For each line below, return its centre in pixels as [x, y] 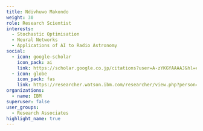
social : [16, 51]
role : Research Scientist [39, 23]
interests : [20, 29]
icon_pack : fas [36, 79]
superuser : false [28, 101]
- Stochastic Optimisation [46, 34]
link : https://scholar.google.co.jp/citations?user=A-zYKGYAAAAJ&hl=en [109, 68]
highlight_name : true [34, 118]
